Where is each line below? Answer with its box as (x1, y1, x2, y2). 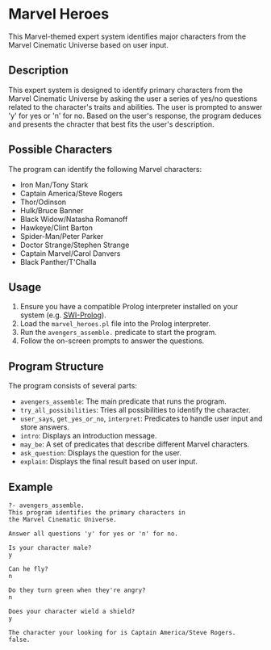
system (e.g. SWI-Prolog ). (19, 310, 106, 320)
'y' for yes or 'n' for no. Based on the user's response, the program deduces (8, 111, 262, 120)
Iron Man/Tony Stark (19, 179, 89, 190)
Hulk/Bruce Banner (19, 205, 84, 215)
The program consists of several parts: (8, 381, 137, 391)
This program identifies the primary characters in (8, 509, 186, 517)
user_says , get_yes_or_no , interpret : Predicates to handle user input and (19, 413, 263, 424)
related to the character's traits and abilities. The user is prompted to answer (8, 102, 263, 111)
